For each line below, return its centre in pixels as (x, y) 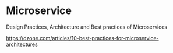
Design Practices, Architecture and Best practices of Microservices (87, 27)
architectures (22, 44)
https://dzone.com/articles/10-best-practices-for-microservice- (82, 38)
